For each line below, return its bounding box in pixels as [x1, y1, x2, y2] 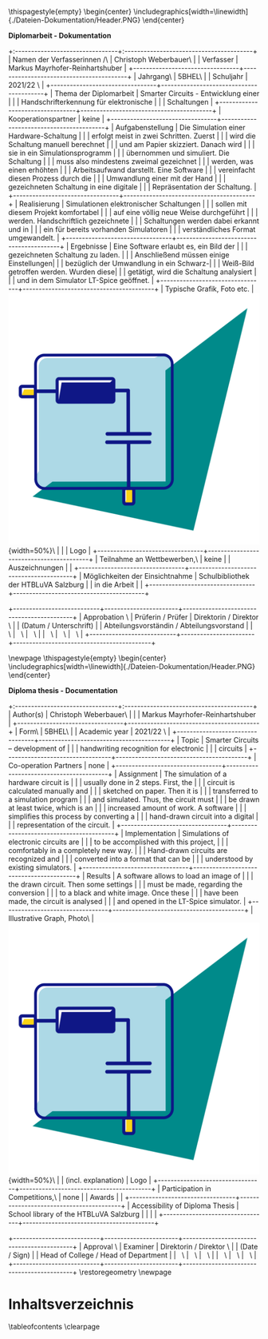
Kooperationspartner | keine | [8, 114, 105, 123]
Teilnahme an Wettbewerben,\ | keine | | [99, 555, 231, 564]
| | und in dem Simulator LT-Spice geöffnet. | [8, 276, 154, 285]
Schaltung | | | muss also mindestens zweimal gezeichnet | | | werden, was [8, 157, 254, 166]
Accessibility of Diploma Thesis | [131, 1201, 239, 1210]
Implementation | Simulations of [124, 829, 230, 838]
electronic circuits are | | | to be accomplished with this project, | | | [8, 837, 229, 847]
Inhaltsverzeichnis [8, 1295, 134, 1313]
